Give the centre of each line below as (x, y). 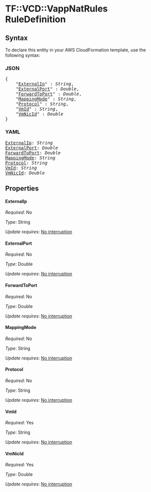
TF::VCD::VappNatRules (56, 9)
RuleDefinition (35, 19)
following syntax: (23, 55)
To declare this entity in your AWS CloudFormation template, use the (75, 50)
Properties (22, 188)
